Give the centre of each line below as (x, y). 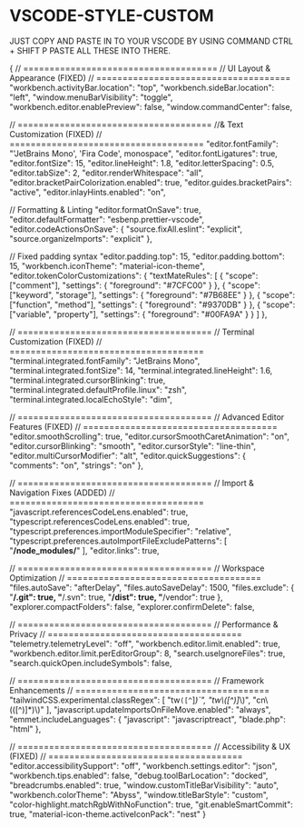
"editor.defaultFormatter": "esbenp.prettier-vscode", (107, 219)
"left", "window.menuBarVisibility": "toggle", (91, 97)
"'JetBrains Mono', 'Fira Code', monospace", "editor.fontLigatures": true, (144, 153)
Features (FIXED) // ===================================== (144, 426)
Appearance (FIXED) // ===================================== (150, 77)
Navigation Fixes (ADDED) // (62, 493)
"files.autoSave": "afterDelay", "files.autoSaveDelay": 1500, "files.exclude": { (152, 587)
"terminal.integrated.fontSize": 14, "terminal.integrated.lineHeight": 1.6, (141, 370)
